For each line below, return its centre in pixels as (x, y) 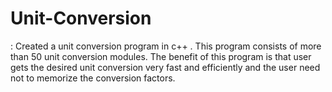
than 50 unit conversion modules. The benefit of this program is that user (161, 56)
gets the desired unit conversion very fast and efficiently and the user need (165, 67)
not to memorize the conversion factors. (93, 78)
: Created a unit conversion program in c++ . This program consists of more (166, 46)
